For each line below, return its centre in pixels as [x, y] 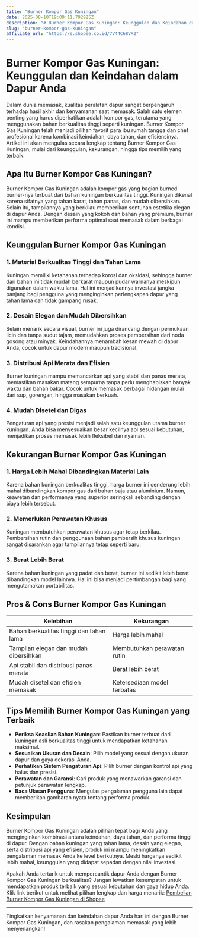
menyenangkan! [26, 929]
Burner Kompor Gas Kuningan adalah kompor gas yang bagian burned [92, 189]
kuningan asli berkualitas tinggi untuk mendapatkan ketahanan [91, 741]
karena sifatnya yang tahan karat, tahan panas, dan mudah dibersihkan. [93, 201]
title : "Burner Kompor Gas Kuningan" [53, 12]
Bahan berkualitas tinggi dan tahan [57, 631]
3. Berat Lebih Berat [35, 560]
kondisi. [16, 226]
